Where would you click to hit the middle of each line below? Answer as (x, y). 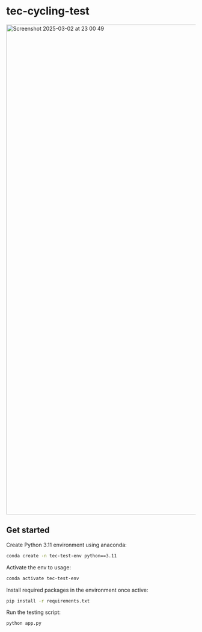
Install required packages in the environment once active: (77, 590)
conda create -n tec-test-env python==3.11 (62, 555)
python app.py (24, 624)
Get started (28, 530)
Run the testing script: (34, 612)
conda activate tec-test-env (43, 578)
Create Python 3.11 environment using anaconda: (67, 545)
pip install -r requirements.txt (48, 601)
